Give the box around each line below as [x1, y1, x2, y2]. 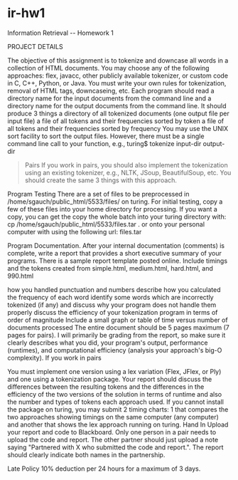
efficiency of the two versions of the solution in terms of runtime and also [7, 390, 222, 398]
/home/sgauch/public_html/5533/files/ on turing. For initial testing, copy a [7, 197, 223, 206]
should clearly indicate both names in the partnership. [7, 450, 166, 459]
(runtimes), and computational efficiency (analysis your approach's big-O [7, 345, 222, 354]
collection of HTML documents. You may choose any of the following [7, 63, 210, 72]
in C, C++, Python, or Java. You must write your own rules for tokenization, [7, 78, 227, 87]
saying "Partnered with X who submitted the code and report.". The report [7, 443, 224, 452]
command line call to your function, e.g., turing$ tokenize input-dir [7, 139, 202, 147]
